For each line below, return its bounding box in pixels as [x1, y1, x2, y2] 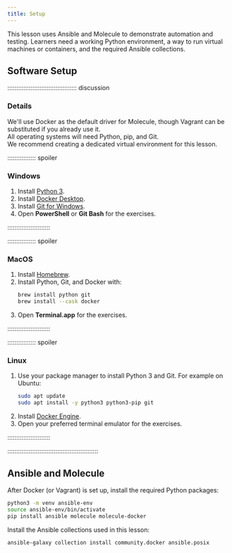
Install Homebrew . [17, 271, 71, 279]
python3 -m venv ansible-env [7, 499, 93, 507]
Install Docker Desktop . [17, 194, 86, 203]
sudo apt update [17, 392, 66, 400]
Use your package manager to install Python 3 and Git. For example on [17, 371, 224, 380]
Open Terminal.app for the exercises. [17, 311, 128, 319]
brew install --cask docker [17, 298, 100, 305]
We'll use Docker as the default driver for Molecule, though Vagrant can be [7, 117, 225, 125]
